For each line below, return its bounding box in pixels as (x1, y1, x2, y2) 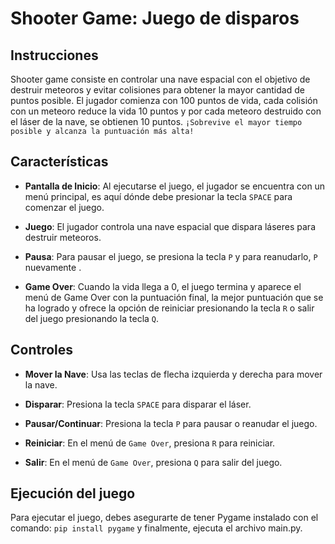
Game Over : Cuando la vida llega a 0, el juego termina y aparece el (24, 280, 302, 292)
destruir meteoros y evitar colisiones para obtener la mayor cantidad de (10, 84, 305, 96)
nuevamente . (24, 261, 82, 273)
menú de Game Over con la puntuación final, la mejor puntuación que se (24, 291, 324, 303)
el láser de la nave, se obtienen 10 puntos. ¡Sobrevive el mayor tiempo (10, 116, 303, 127)
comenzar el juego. (24, 201, 105, 213)
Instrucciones (10, 47, 99, 64)
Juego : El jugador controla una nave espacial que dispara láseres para (24, 220, 316, 232)
